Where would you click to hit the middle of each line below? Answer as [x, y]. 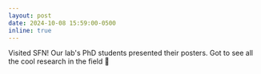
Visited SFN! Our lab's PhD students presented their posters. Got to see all [131, 53]
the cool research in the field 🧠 [59, 61]
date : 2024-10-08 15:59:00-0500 [62, 23]
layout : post [30, 16]
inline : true [30, 30]
